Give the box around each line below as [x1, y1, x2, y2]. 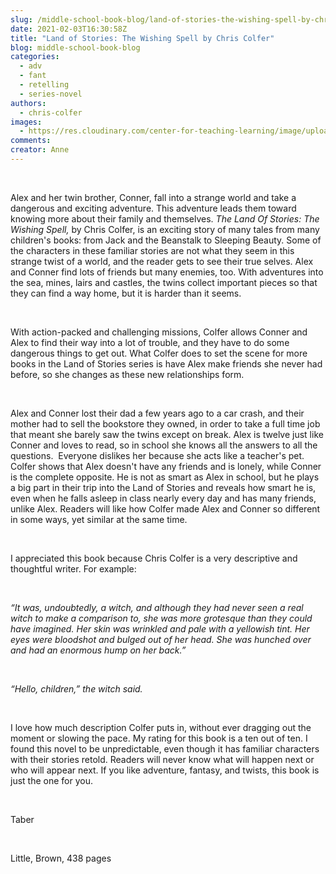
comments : [10, 136, 52, 146]
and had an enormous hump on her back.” [10, 644, 187, 656]
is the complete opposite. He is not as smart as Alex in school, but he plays [10, 471, 320, 483]
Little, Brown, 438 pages [10, 852, 112, 864]
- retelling [19, 80, 70, 90]
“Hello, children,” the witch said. [10, 682, 143, 695]
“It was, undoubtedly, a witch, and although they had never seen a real [10, 601, 304, 613]
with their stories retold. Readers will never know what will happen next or [10, 753, 315, 765]
